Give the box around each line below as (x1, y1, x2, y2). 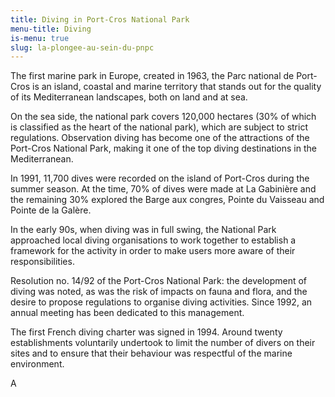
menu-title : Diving (10, 24, 92, 34)
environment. (10, 358, 65, 370)
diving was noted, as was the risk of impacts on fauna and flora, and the (10, 286, 308, 298)
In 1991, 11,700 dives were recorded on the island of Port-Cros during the (10, 172, 310, 185)
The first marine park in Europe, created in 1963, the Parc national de (10, 70, 295, 82)
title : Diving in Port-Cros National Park (10, 14, 190, 25)
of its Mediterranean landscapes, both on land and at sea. (10, 91, 248, 103)
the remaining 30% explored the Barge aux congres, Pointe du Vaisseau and (10, 194, 325, 206)
